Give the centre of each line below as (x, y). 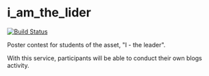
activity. (18, 65)
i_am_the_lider (49, 13)
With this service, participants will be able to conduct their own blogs (104, 58)
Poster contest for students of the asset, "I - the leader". (86, 45)
